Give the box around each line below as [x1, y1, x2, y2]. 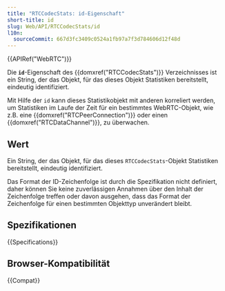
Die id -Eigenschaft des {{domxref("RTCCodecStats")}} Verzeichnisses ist [7, 68, 217, 77]
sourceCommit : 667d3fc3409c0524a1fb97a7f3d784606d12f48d [13, 36, 181, 43]
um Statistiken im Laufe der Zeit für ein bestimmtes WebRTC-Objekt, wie [7, 104, 214, 112]
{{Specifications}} [7, 238, 59, 246]
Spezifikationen [7, 219, 77, 232]
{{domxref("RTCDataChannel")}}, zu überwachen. [7, 118, 150, 126]
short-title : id [7, 17, 54, 24]
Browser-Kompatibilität [7, 258, 110, 270]
